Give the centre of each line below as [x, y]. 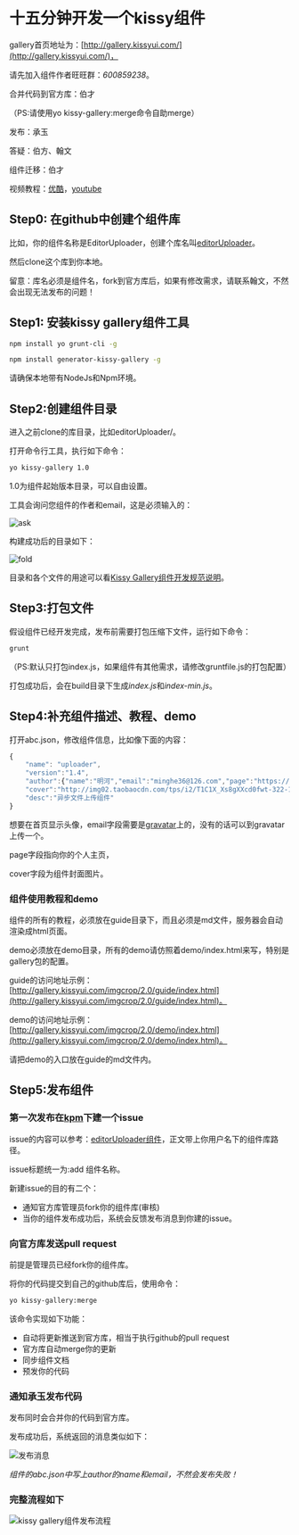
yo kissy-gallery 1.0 [49, 468]
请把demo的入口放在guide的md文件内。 [83, 1059]
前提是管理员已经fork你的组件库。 [71, 1265]
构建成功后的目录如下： [52, 541]
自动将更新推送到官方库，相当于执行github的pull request [125, 1337]
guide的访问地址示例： [51, 980]
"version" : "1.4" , [57, 773]
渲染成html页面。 [41, 931]
